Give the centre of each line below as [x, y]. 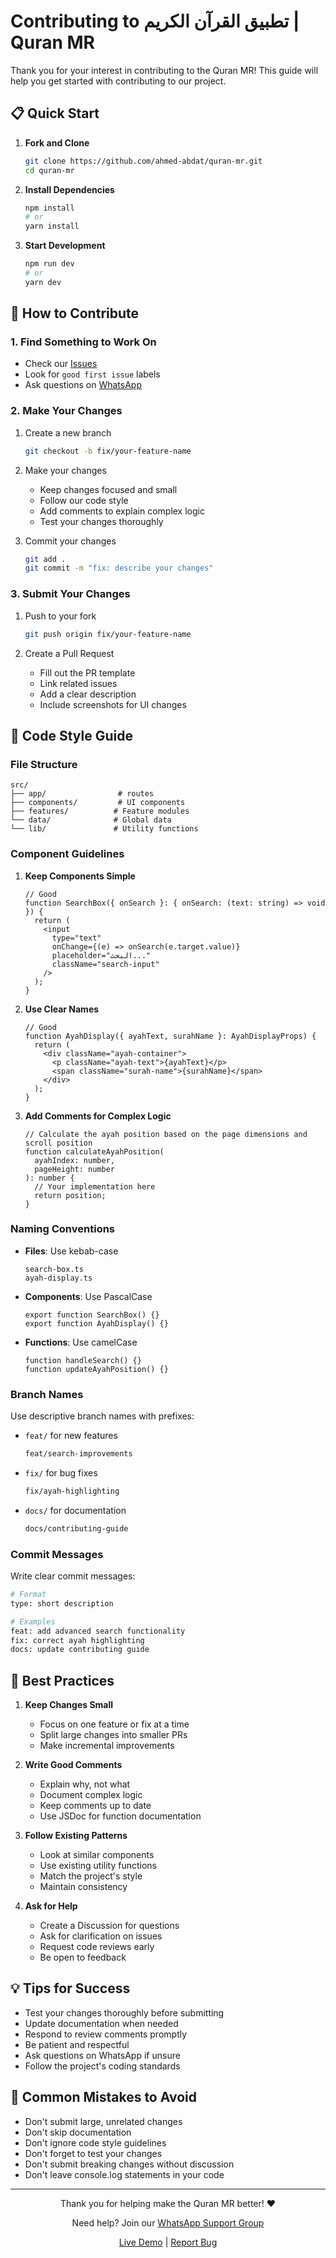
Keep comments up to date [95, 1806]
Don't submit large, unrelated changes [103, 2121]
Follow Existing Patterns [76, 1836]
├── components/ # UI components [98, 803]
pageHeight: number [74, 1169]
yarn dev [43, 282]
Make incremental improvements [107, 1746]
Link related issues [78, 683]
